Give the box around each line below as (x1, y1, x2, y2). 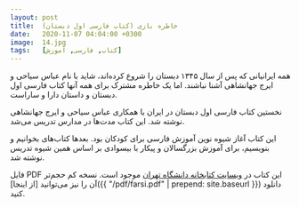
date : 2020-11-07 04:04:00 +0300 (10, 29, 142, 38)
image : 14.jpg (10, 37, 67, 47)
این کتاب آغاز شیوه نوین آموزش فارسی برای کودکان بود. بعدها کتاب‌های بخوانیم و (10, 133, 277, 144)
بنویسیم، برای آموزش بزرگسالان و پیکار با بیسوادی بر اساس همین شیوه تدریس (10, 143, 271, 154)
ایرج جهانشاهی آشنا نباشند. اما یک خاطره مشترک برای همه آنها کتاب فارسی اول (10, 80, 274, 91)
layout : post (10, 12, 59, 22)
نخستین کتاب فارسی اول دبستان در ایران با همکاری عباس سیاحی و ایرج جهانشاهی (10, 107, 283, 117)
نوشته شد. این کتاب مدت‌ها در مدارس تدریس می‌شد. (10, 116, 185, 127)
